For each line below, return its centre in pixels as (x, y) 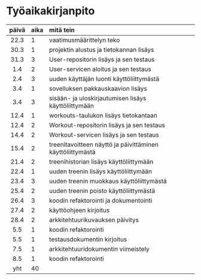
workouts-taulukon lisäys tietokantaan (103, 115)
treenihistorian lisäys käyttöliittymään (101, 161)
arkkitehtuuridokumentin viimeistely (99, 249)
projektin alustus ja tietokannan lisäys (101, 50)
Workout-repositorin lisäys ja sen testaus (107, 125)
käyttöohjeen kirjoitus (79, 210)
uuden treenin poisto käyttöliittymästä (102, 190)
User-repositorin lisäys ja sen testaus (102, 59)
